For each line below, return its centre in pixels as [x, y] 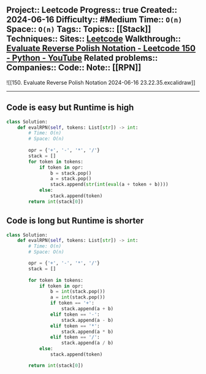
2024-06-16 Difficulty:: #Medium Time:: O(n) [94, 20]
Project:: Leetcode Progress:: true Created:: [92, 10]
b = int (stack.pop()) [78, 292]
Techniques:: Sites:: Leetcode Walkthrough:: [94, 39]
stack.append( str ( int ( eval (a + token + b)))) [109, 185]
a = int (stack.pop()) [78, 297]
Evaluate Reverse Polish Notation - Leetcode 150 [101, 49]
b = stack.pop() [71, 173]
